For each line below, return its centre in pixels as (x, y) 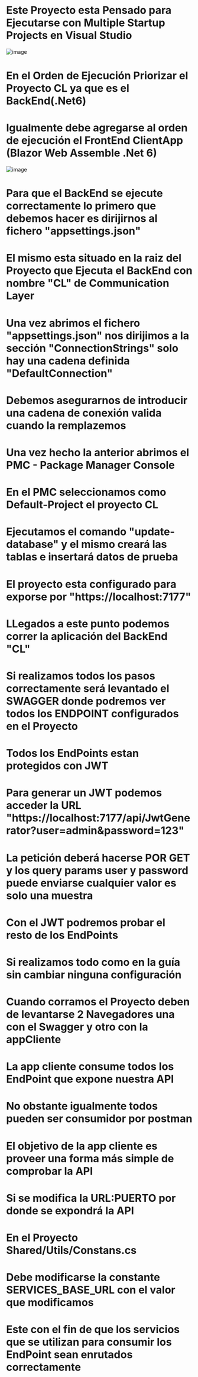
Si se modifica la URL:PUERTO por (91, 1198)
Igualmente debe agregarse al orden (97, 128)
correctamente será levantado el (88, 688)
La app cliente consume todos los (90, 1067)
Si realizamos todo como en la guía (93, 962)
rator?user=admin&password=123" (95, 831)
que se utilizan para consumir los (89, 1342)
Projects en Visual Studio (69, 36)
